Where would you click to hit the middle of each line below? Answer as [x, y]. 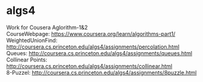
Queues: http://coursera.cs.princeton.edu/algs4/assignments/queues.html [99, 53]
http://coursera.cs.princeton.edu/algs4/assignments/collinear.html [89, 66]
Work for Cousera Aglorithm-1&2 [47, 27]
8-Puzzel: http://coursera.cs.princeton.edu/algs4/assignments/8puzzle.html [101, 72]
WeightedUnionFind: [32, 40]
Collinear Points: [27, 60]
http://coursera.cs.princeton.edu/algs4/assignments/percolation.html [93, 47]
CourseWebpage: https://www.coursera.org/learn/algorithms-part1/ [91, 33]
